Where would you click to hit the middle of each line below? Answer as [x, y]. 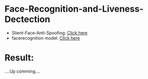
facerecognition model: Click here [46, 38]
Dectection [27, 19]
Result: [19, 58]
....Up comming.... [22, 71]
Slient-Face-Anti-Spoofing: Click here [50, 33]
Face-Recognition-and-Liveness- [74, 9]
